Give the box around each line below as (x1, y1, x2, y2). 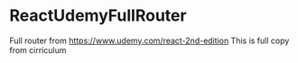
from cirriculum (9, 44, 67, 55)
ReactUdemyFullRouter (9, 5, 187, 26)
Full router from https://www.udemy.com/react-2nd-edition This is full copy (9, 35, 290, 46)
